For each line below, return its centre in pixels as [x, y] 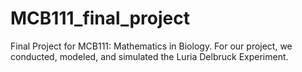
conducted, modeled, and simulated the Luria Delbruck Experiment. [149, 56]
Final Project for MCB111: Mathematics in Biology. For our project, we [151, 46]
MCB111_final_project [100, 18]
